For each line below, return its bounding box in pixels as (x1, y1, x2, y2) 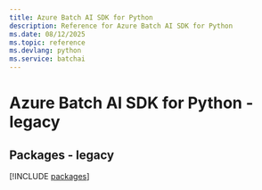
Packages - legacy (9, 147, 114, 162)
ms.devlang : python (9, 46, 82, 55)
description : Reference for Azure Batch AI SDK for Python (9, 21, 233, 30)
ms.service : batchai (9, 54, 86, 63)
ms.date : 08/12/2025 (9, 29, 86, 38)
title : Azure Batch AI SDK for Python (9, 12, 153, 22)
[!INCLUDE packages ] (9, 171, 90, 181)
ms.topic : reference (9, 37, 86, 47)
